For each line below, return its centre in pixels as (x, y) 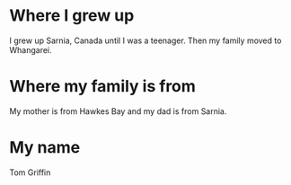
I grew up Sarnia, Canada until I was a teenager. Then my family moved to (145, 40)
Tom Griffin (30, 172)
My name (45, 148)
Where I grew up (72, 16)
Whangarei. (31, 49)
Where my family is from (102, 87)
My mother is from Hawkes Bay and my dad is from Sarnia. (118, 111)
